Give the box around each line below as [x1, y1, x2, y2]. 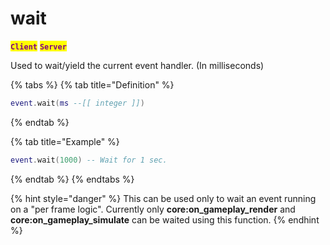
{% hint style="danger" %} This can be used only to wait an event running [10, 192, 317, 204]
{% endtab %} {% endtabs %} [10, 173, 135, 185]
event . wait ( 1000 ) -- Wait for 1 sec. [10, 155, 168, 165]
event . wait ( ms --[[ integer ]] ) [10, 98, 145, 108]
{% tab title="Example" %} [10, 135, 120, 147]
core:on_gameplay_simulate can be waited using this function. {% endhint [10, 213, 320, 226]
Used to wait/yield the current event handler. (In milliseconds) [10, 59, 265, 71]
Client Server [10, 42, 67, 52]
